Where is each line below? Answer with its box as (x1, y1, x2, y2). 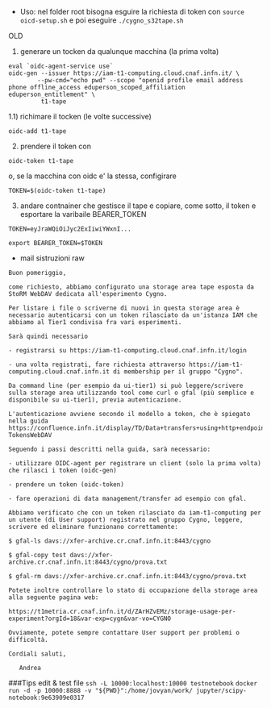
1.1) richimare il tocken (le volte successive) (8, 112, 152, 121)
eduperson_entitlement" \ (8, 90, 95, 98)
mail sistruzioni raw (19, 253, 85, 263)
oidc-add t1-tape (8, 127, 67, 135)
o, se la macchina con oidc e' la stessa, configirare (8, 171, 177, 181)
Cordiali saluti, (8, 650, 67, 658)
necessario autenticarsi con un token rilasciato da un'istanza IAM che (8, 311, 258, 319)
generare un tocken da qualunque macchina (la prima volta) (19, 47, 219, 56)
